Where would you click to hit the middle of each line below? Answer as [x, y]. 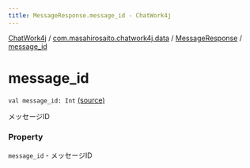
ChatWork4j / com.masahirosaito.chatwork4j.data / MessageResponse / [125, 38]
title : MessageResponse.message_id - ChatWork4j [90, 15]
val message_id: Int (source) [57, 100]
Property [26, 137]
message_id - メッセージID [50, 155]
